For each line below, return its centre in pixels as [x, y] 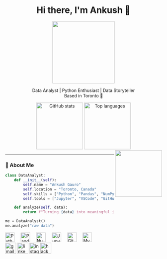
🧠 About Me [20, 165]
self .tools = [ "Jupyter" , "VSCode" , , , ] [92, 198]
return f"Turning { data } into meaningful [67, 212]
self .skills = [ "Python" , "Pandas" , [61, 194]
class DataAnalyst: [25, 175]
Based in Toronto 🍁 [83, 95]
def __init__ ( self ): [35, 180]
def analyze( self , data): [41, 208]
